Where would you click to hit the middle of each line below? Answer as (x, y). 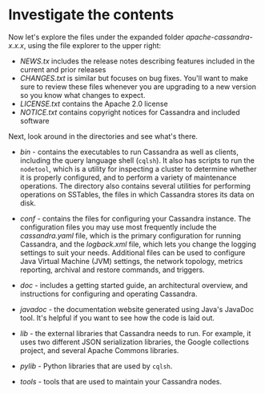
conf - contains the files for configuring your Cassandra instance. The (135, 218)
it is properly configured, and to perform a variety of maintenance (128, 177)
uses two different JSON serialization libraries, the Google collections (135, 342)
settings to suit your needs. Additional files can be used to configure (132, 252)
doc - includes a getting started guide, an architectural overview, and (134, 285)
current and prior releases (63, 69)
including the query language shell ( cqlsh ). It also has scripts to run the (137, 160)
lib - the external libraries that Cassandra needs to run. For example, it (135, 333)
